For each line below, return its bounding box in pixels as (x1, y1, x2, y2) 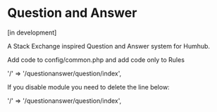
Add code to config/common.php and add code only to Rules (7, 55, 185, 64)
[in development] (7, 28, 57, 37)
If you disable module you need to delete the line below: (7, 82, 170, 91)
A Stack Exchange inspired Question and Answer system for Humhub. (7, 42, 210, 50)
